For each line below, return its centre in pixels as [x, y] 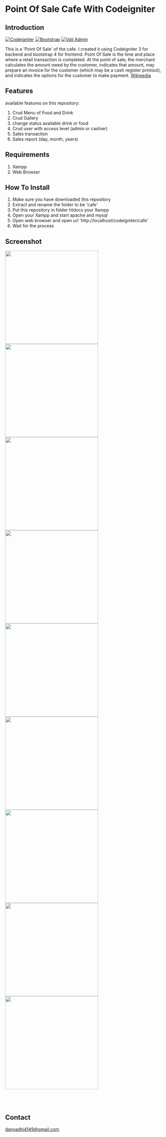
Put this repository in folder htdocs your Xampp [60, 210]
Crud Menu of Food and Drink [43, 112]
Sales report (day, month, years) [45, 139]
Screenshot [24, 241]
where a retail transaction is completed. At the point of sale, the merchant [80, 60]
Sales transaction [30, 134]
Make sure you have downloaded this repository [61, 199]
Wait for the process [33, 226]
